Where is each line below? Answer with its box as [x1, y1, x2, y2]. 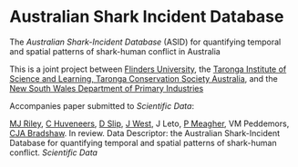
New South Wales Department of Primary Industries [9, 83, 204, 93]
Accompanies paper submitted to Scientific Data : [9, 100, 194, 111]
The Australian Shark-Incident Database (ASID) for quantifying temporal [9, 36, 282, 47]
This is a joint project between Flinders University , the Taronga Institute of [9, 64, 287, 74]
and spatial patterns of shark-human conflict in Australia [9, 45, 221, 56]
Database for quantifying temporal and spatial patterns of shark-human [9, 137, 277, 148]
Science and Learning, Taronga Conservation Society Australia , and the [9, 73, 278, 83]
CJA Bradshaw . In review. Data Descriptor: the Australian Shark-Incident [9, 127, 281, 138]
